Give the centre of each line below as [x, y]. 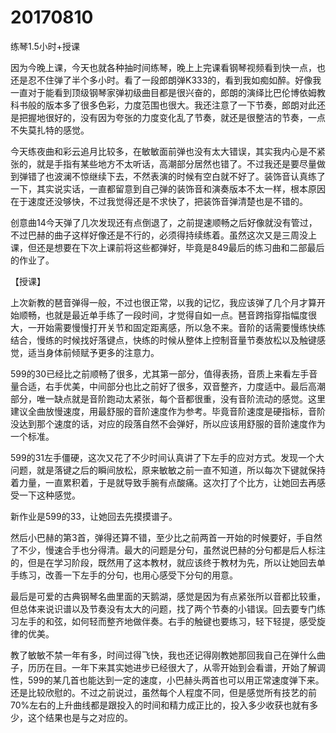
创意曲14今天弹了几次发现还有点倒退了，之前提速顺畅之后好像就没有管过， [164, 222]
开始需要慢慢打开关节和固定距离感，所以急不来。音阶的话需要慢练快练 [181, 327]
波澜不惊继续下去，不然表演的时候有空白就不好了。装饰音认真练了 [189, 176]
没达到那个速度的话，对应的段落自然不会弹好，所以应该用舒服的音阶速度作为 [168, 423]
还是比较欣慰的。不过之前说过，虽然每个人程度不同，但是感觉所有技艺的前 [163, 692]
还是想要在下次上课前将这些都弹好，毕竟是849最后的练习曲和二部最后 [180, 247]
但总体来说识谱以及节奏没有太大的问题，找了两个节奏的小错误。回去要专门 [163, 608]
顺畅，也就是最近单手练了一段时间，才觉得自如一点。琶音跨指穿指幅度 [163, 315]
